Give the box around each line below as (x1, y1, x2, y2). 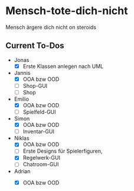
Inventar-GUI (22, 128, 54, 135)
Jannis (14, 69, 31, 76)
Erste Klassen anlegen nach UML (22, 62, 104, 70)
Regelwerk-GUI (22, 154, 60, 162)
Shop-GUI (22, 82, 48, 89)
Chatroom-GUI (22, 161, 59, 168)
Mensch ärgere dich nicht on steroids (5, 24, 97, 31)
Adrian (14, 167, 31, 174)
